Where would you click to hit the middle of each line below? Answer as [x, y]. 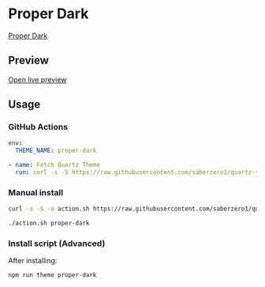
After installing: [33, 261]
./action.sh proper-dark [49, 223]
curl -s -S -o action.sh [49, 209]
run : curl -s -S [42, 172]
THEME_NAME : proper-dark [56, 151]
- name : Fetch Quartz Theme [54, 165]
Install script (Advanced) [57, 244]
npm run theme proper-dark [52, 275]
